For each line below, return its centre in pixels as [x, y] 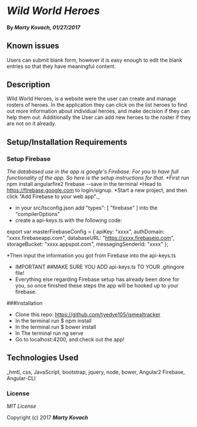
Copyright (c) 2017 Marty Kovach [47, 418]
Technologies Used [42, 358]
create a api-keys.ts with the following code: [68, 221]
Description [28, 84]
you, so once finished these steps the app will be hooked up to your [97, 286]
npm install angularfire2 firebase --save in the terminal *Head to [84, 184]
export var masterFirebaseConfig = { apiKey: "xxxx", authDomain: [86, 232]
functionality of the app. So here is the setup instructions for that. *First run [98, 178]
